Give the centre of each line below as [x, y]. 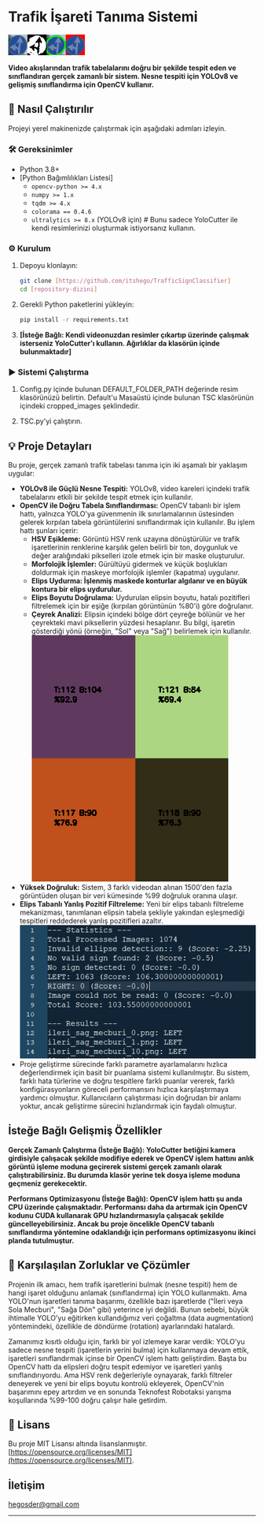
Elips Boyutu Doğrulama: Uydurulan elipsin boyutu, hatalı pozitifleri [140, 598]
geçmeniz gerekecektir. [48, 1183]
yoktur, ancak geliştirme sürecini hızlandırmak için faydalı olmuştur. [128, 1106]
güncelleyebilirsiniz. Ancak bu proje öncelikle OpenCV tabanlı [111, 1224]
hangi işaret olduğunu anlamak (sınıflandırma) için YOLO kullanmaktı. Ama [128, 1292]
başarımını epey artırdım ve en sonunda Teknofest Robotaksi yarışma [120, 1392]
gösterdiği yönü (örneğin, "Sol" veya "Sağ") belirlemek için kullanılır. [141, 632]
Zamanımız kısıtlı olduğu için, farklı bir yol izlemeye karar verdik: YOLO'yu [126, 1341]
